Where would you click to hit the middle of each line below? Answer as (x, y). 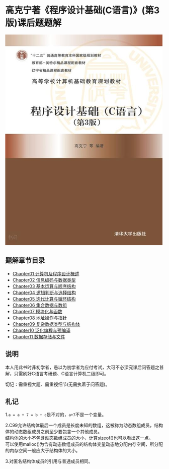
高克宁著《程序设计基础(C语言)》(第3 (82, 10)
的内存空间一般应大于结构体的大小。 (43, 451)
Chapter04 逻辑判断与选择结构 (44, 292)
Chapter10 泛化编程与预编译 (41, 330)
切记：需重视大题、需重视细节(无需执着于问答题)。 (58, 384)
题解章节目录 (25, 260)
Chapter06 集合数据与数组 (40, 305)
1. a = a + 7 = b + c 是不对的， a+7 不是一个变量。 (56, 415)
